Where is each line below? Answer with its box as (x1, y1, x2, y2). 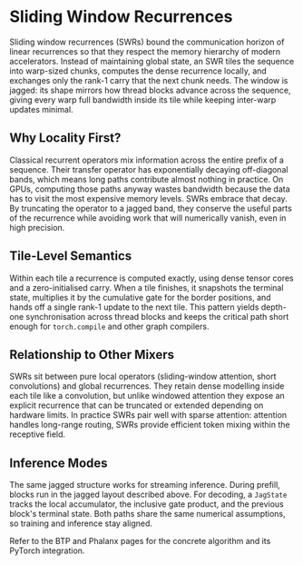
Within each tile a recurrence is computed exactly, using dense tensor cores (9, 273, 294, 283)
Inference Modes (9, 455, 108, 471)
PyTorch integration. (9, 545, 85, 556)
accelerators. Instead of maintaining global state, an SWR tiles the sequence (9, 55, 295, 66)
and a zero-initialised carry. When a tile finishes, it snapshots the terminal (9, 282, 284, 292)
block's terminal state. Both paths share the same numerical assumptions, (9, 509, 286, 520)
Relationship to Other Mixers (9, 347, 175, 362)
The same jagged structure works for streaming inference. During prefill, (9, 480, 281, 491)
